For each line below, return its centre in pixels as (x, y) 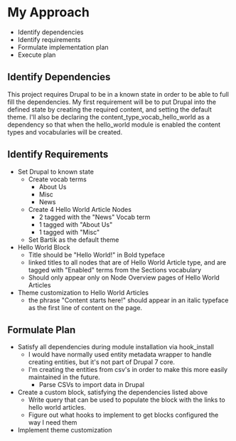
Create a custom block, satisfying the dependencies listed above (113, 393)
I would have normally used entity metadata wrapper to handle (120, 355)
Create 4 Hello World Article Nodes (80, 209)
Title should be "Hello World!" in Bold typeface (97, 255)
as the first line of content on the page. (85, 307)
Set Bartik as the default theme (74, 240)
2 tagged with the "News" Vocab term (95, 217)
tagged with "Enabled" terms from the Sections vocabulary (114, 270)
